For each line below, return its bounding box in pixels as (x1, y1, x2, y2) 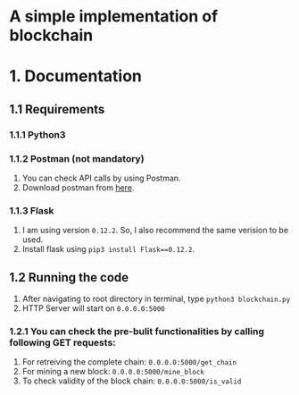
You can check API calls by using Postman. (21, 172, 181, 183)
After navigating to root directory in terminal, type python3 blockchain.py (21, 293, 291, 305)
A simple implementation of (9, 6, 219, 27)
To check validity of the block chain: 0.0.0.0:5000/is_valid (21, 375, 242, 386)
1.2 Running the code (9, 270, 129, 285)
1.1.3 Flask (9, 204, 54, 216)
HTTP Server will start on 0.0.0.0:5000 (21, 303, 165, 314)
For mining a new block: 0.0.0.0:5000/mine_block (21, 366, 205, 377)
